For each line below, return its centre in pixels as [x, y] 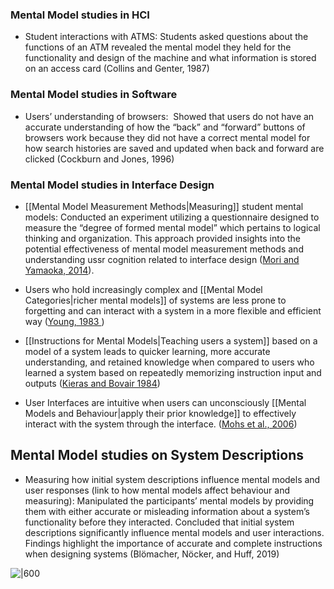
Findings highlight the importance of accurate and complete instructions [173, 543]
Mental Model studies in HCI [80, 15]
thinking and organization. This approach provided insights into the [163, 238]
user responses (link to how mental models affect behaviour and [157, 490]
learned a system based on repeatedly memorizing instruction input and [173, 372]
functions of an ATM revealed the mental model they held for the [158, 47]
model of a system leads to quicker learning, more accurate [147, 351]
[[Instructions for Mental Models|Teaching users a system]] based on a [171, 340]
